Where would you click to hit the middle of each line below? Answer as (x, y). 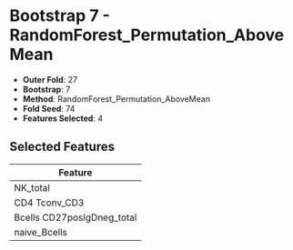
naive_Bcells (41, 232)
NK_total (32, 187)
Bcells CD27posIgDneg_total (76, 217)
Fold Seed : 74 (49, 108)
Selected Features (62, 147)
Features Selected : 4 (62, 118)
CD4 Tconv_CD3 (49, 203)
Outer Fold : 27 (50, 79)
